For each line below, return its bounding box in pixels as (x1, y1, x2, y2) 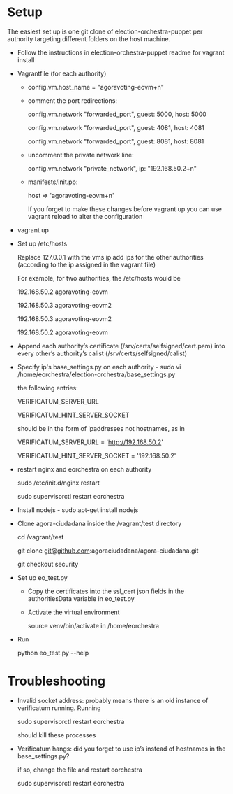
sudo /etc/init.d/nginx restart (17, 478, 100, 487)
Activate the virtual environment (27, 608, 120, 616)
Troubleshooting (7, 673, 106, 689)
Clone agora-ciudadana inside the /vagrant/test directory (17, 519, 182, 527)
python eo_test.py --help (17, 648, 89, 657)
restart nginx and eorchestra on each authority (17, 465, 152, 473)
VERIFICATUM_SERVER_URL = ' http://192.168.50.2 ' (17, 438, 164, 446)
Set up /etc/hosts (17, 239, 68, 248)
